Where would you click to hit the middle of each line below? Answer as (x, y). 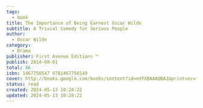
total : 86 (19, 67)
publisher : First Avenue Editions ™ (52, 56)
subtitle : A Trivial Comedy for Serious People (67, 28)
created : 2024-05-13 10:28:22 (44, 90)
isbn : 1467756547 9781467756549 (47, 73)
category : (19, 46)
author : (16, 34)
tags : (13, 12)
